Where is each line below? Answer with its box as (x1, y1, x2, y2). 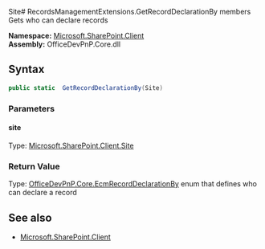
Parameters (8, 103, 55, 114)
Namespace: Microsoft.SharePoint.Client (8, 31, 145, 40)
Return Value (8, 161, 60, 172)
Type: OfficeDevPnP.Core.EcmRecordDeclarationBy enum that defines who (8, 179, 257, 189)
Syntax (8, 63, 45, 76)
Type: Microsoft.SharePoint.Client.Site (8, 141, 134, 150)
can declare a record (8, 188, 78, 198)
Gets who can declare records (8, 15, 108, 25)
